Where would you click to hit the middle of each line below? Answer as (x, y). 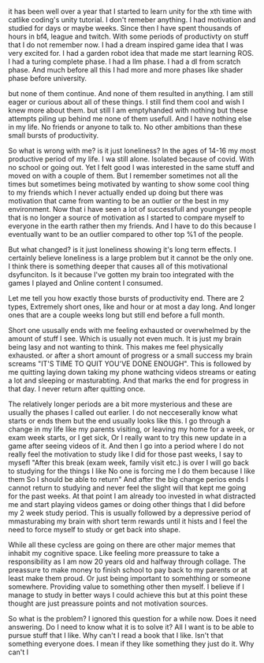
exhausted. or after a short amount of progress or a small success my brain (130, 355)
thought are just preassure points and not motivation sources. (108, 603)
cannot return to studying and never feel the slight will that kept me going (127, 488)
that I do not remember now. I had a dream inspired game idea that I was (126, 45)
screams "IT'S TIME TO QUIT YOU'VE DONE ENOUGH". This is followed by (130, 364)
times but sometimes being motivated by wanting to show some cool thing (129, 184)
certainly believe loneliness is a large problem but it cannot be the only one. (131, 258)
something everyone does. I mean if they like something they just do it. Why (131, 644)
